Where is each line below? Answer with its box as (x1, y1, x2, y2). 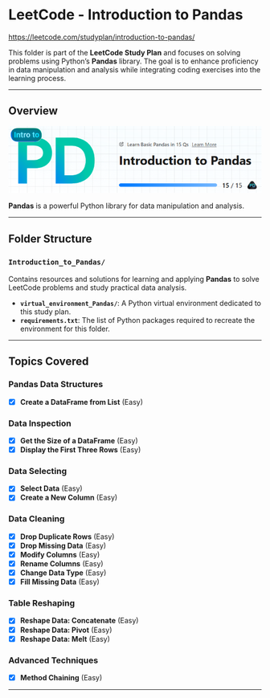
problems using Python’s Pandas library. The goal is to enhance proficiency (8, 56, 259, 66)
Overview (8, 104, 59, 118)
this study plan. (19, 307, 72, 316)
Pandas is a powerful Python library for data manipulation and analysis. (8, 201, 245, 210)
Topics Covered (8, 355, 89, 369)
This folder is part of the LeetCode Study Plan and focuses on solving (8, 47, 241, 57)
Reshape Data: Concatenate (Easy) (19, 616, 139, 626)
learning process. (8, 73, 67, 83)
